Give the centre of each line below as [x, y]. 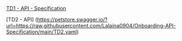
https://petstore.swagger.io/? [72, 19]
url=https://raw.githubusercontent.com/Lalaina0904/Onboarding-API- [91, 26]
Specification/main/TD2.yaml [42, 32]
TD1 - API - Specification [36, 8]
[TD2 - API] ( [22, 19]
